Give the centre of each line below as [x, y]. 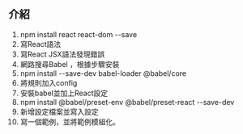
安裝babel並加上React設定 [64, 93]
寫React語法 [40, 44]
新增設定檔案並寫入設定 [59, 111]
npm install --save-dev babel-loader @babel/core [103, 73]
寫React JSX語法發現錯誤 [62, 54]
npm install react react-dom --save [79, 34]
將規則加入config [49, 82]
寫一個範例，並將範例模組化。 [70, 121]
